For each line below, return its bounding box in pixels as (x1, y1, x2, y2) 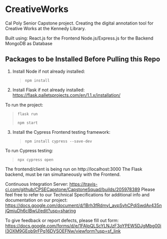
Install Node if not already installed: (12, 68, 85, 74)
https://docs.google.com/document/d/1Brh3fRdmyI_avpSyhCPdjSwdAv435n (5, 202, 162, 208)
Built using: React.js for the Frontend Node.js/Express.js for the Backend (5, 35, 154, 41)
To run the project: (5, 102, 43, 108)
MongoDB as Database (5, 40, 53, 46)
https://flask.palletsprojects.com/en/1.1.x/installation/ (12, 92, 121, 98)
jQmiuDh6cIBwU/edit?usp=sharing (5, 207, 76, 213)
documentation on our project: (5, 197, 68, 203)
